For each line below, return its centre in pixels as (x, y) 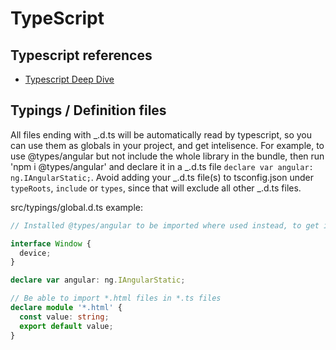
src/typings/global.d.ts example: (76, 207)
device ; (35, 253)
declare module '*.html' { (66, 308)
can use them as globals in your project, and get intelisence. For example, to (167, 145)
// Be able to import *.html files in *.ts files (116, 298)
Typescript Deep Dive (69, 79)
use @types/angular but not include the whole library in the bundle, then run (167, 156)
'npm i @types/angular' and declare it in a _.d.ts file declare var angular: (162, 166)
